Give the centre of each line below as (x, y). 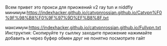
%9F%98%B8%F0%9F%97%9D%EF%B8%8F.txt (57, 18)
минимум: (16, 12)
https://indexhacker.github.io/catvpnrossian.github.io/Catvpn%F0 (94, 12)
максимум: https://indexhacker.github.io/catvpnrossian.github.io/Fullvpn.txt (83, 27)
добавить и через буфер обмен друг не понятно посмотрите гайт (75, 38)
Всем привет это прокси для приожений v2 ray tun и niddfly (69, 7)
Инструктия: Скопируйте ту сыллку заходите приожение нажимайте (79, 33)
